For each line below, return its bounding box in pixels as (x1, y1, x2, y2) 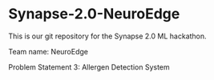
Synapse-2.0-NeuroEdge (8, 5, 180, 23)
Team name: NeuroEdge (8, 46, 88, 56)
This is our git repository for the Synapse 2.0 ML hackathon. (8, 31, 207, 41)
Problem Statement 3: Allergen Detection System (8, 62, 170, 72)
